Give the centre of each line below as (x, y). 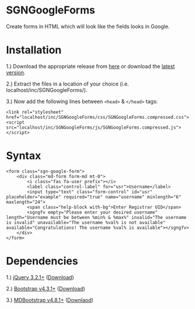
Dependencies (42, 261)
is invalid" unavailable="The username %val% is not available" (86, 222)
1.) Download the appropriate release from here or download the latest (90, 66)
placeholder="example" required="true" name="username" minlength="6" (94, 197)
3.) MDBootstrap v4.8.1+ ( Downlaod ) (50, 300)
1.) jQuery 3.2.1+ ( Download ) (40, 277)
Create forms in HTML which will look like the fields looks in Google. (88, 26)
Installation (34, 50)
